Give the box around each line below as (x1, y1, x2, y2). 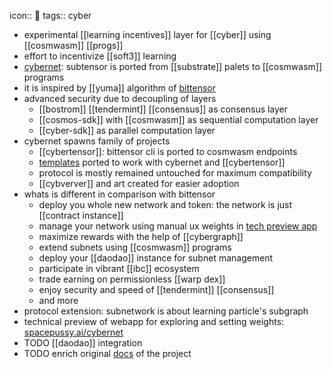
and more (38, 295, 79, 306)
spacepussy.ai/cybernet (23, 326, 124, 338)
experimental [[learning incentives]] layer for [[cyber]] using (23, 29, 272, 40)
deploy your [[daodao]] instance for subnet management (38, 252, 274, 264)
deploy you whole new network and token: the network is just (38, 199, 293, 210)
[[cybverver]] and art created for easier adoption (38, 178, 240, 189)
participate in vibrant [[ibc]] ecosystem (38, 263, 200, 274)
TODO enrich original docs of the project (23, 348, 192, 359)
